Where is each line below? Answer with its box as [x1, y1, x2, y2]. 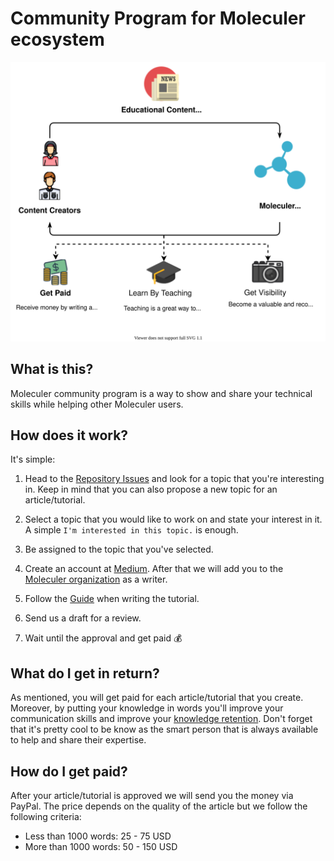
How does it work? [10, 427, 129, 444]
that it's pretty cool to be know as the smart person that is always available [10, 723, 319, 736]
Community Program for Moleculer [10, 7, 306, 30]
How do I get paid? [10, 763, 128, 780]
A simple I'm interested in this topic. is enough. [24, 524, 239, 536]
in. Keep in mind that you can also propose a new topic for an [24, 483, 278, 496]
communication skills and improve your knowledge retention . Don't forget [10, 713, 313, 725]
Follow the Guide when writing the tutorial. [24, 593, 200, 605]
